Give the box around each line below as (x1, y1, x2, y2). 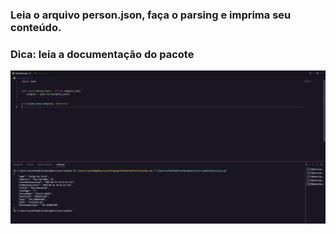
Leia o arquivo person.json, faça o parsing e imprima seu (10, 8, 292, 22)
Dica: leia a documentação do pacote (10, 47, 195, 61)
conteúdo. (10, 20, 62, 34)
